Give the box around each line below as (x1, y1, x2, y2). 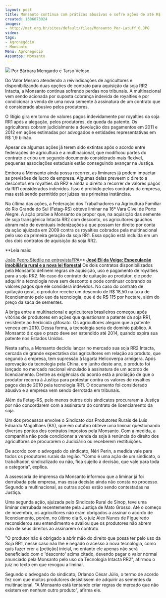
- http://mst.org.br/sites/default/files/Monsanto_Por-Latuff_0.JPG (5, 26, 150, 31)
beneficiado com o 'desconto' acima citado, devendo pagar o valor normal (5, 551, 158, 557)
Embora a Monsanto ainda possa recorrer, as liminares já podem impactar (5, 170, 156, 176)
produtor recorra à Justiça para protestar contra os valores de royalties (5, 377, 151, 383)
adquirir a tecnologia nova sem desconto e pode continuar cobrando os (5, 278, 152, 284)
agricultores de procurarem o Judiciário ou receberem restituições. (5, 439, 142, 445)
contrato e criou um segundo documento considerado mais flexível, (5, 155, 144, 161)
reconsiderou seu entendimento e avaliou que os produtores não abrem (5, 520, 152, 526)
